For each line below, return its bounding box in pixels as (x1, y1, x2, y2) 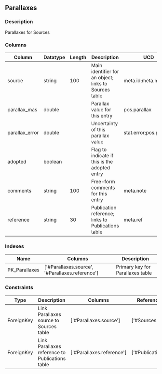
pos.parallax (123, 106, 152, 113)
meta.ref (123, 216, 143, 223)
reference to (38, 349, 66, 356)
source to (38, 317, 59, 324)
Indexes (5, 243, 24, 250)
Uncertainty (91, 120, 118, 127)
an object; (91, 74, 114, 81)
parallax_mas (7, 106, 38, 113)
